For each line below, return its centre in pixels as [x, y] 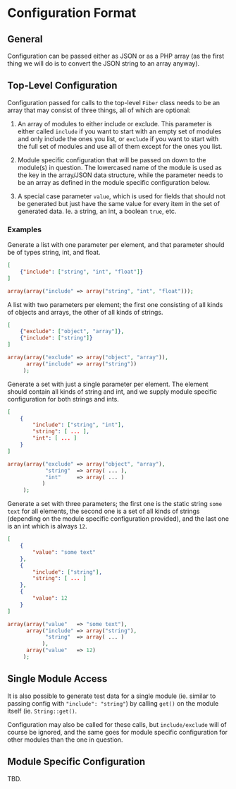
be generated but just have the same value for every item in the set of [119, 203]
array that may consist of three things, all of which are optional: [99, 110]
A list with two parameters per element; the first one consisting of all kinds [115, 304]
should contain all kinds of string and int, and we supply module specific [112, 391]
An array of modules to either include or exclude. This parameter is [115, 124]
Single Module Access [57, 679]
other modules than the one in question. [65, 740]
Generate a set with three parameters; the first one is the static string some [115, 504]
